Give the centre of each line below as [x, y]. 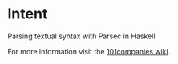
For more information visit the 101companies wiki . [89, 51]
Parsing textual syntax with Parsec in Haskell [81, 36]
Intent [28, 14]
